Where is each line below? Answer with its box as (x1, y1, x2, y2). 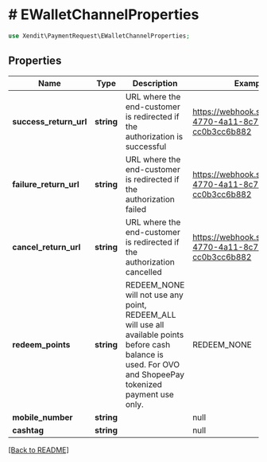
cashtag (12, 425, 44, 436)
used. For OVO (125, 358, 180, 370)
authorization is (125, 131, 184, 142)
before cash (125, 339, 171, 350)
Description (132, 77, 178, 88)
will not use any (125, 289, 184, 300)
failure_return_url (12, 178, 79, 190)
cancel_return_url (12, 241, 81, 253)
